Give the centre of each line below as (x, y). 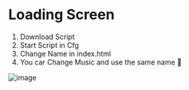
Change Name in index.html (65, 53)
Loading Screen (61, 15)
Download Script (47, 37)
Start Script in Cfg (49, 45)
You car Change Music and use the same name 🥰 (100, 62)
